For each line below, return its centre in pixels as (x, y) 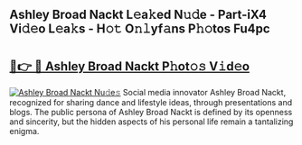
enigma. (24, 131)
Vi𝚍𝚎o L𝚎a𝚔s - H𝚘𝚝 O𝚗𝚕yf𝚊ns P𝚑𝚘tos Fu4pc (140, 29)
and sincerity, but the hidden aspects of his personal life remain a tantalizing (151, 122)
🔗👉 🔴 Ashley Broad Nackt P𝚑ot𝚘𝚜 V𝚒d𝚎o (130, 66)
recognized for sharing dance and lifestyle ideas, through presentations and (151, 102)
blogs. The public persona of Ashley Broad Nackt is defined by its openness (151, 112)
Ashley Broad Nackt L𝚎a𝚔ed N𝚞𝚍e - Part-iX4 (138, 15)
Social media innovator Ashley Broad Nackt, (204, 92)
